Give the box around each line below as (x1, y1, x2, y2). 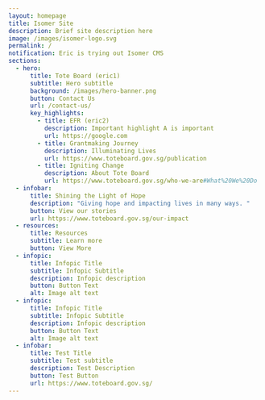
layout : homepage (8, 11, 67, 20)
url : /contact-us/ (29, 102, 92, 110)
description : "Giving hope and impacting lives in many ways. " (29, 199, 251, 207)
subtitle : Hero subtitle (29, 79, 114, 87)
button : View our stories (29, 206, 117, 215)
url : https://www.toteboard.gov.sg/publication (43, 154, 207, 162)
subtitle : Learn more (29, 237, 103, 245)
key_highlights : (29, 110, 85, 118)
